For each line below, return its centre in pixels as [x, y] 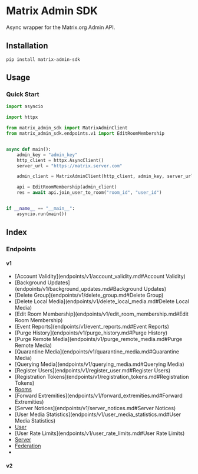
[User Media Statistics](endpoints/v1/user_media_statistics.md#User [98, 414]
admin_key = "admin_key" [47, 155]
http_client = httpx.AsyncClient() [60, 160]
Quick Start [23, 95]
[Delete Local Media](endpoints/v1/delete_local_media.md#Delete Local [102, 301]
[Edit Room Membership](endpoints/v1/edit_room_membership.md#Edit [101, 314]
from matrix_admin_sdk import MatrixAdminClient [67, 128]
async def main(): [29, 149]
